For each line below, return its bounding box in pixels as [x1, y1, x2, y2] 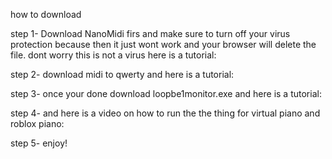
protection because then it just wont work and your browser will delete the [10, 39, 317, 50]
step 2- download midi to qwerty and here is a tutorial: [10, 69, 235, 80]
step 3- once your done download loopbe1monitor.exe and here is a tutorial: [10, 88, 322, 99]
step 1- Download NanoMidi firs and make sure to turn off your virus [10, 28, 291, 39]
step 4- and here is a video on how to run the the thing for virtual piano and [10, 107, 321, 119]
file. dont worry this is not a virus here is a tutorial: [10, 49, 217, 61]
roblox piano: [10, 118, 65, 129]
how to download [10, 9, 82, 20]
